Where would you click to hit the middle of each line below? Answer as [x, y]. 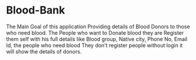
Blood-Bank [36, 10]
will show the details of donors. [44, 51]
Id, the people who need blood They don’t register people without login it [94, 45]
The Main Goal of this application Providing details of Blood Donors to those [98, 26]
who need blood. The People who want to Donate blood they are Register [95, 32]
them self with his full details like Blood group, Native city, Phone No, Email [97, 39]
